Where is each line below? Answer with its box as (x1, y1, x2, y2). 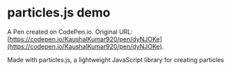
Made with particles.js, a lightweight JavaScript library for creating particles (7, 55, 225, 63)
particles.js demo (7, 5, 111, 21)
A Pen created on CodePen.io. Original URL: (7, 28, 134, 36)
